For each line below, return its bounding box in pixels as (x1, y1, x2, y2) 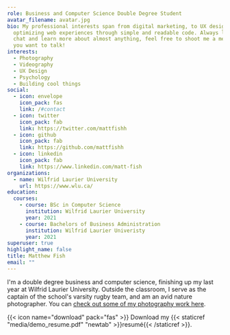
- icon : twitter (13, 112, 60, 119)
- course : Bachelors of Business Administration (19, 220, 161, 227)
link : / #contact (19, 106, 66, 113)
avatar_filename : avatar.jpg (7, 16, 90, 23)
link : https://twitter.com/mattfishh (19, 125, 127, 132)
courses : (13, 195, 38, 203)
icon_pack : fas (19, 100, 63, 106)
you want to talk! (13, 42, 66, 49)
